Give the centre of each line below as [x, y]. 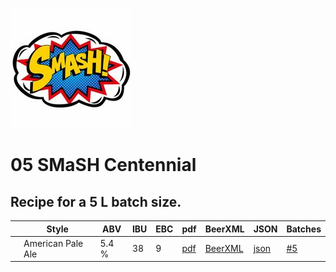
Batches [304, 229]
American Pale [53, 243]
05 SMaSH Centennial [103, 165]
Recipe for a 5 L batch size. [96, 201]
